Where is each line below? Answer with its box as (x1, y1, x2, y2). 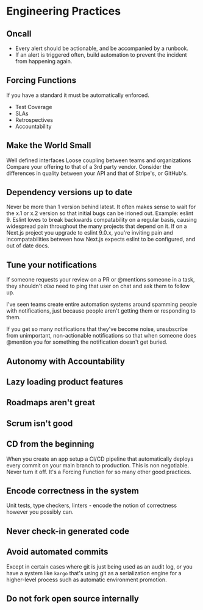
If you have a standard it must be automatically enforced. (6, 91, 149, 99)
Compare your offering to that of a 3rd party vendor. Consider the (6, 163, 171, 170)
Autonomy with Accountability (6, 356, 125, 366)
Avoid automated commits (6, 547, 109, 557)
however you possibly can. (6, 508, 74, 516)
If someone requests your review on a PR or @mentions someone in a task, (6, 276, 195, 283)
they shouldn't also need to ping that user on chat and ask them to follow (6, 282, 190, 290)
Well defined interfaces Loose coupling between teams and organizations (6, 157, 191, 164)
